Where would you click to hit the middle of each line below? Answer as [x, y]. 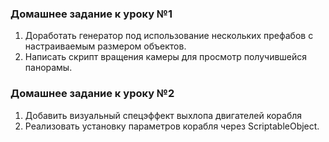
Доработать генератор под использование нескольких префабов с [169, 36]
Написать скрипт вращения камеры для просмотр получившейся [166, 57]
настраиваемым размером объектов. [105, 46]
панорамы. [48, 68]
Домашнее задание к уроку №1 [91, 14]
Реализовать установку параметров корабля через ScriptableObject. [172, 126]
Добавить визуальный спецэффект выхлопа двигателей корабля [163, 115]
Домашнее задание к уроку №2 [92, 94]
